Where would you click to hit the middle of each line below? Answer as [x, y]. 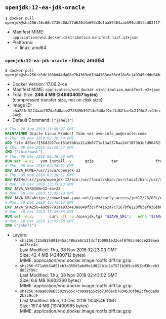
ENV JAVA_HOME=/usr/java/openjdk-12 [43, 170]
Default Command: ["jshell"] [43, 120]
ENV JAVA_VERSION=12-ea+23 [33, 189]
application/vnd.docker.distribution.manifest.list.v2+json [75, 37]
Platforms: [23, 42]
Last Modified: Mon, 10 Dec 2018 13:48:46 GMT [68, 301]
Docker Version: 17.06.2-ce [40, 84]
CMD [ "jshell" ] [21, 226]
